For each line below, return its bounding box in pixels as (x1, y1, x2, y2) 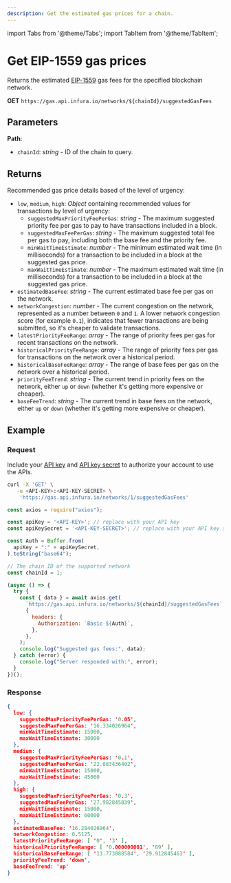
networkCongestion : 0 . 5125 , (13, 831, 94, 838)
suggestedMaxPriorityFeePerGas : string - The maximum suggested (27, 214, 215, 222)
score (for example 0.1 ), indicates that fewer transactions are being (16, 317, 208, 325)
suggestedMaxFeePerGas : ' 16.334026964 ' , (19, 722, 137, 730)
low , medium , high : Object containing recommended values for (16, 200, 191, 208)
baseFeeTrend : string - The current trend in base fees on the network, (16, 397, 213, 405)
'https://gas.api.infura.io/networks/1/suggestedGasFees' (19, 493, 189, 501)
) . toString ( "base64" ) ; (7, 550, 72, 557)
